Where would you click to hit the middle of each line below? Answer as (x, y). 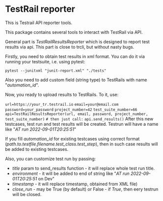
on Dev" (46, 178)
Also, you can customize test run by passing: (51, 159)
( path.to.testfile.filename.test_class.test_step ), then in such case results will (81, 144)
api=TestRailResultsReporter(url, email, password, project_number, (77, 114)
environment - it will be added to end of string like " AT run (71, 173)
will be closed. (27, 194)
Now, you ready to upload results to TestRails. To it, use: (62, 94)
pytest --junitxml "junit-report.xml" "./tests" (56, 71)
